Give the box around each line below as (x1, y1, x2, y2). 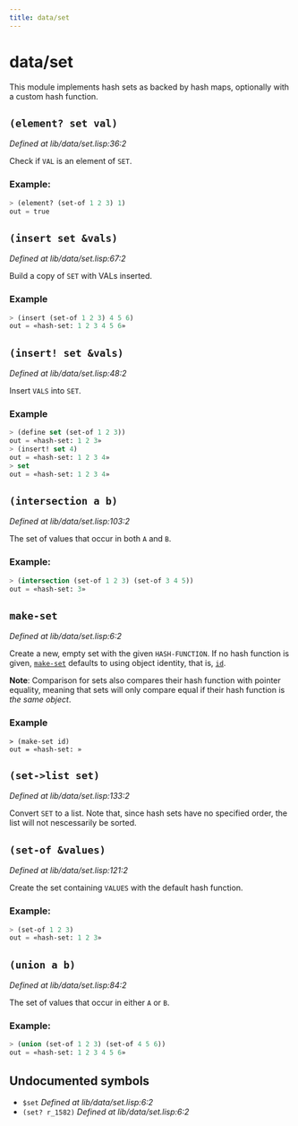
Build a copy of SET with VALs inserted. (9, 271, 153, 281)
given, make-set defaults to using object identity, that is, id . (9, 658, 226, 669)
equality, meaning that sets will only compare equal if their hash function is (9, 685, 285, 696)
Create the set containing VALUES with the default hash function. (9, 882, 243, 893)
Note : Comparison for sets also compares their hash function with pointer (9, 675, 282, 686)
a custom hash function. (9, 91, 98, 101)
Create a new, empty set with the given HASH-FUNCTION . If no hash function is (9, 648, 289, 659)
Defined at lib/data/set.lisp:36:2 (9, 138, 127, 149)
